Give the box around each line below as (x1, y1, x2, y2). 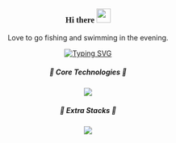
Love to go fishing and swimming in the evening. (7, 33, 169, 43)
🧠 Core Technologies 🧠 (48, 67, 128, 77)
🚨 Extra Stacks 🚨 (60, 105, 116, 115)
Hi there (65, 15, 95, 25)
